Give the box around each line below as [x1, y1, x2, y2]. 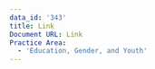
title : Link [9, 22, 54, 30]
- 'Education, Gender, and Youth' [17, 47, 148, 56]
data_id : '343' [9, 13, 67, 22]
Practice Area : [9, 38, 67, 47]
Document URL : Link [9, 30, 83, 39]
